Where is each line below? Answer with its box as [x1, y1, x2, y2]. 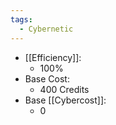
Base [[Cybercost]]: [24, 94, 107, 106]
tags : [10, 14, 33, 25]
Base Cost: [24, 72, 70, 85]
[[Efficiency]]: [24, 51, 82, 63]
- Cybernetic [19, 24, 74, 34]
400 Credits [39, 83, 90, 95]
